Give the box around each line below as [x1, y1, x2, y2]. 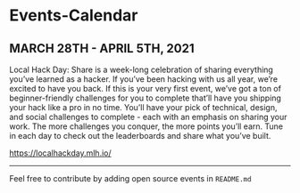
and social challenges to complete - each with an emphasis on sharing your [9, 112, 287, 122]
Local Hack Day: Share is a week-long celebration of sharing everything [9, 64, 274, 75]
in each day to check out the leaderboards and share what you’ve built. [9, 131, 271, 141]
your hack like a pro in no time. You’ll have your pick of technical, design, [9, 102, 278, 112]
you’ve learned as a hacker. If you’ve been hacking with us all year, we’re [9, 74, 279, 84]
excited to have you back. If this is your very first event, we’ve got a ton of [9, 84, 281, 93]
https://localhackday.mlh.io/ [9, 148, 112, 158]
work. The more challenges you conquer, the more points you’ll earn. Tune [9, 121, 284, 132]
